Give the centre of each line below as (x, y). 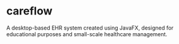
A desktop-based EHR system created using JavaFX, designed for (90, 28)
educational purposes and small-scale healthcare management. (87, 34)
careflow (29, 11)
